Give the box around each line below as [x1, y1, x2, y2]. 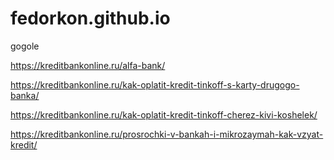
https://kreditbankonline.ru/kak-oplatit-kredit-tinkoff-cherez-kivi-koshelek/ [10, 108, 318, 121]
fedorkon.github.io [10, 7, 171, 30]
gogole [10, 40, 40, 52]
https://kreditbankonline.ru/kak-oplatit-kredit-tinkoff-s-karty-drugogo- [10, 78, 300, 91]
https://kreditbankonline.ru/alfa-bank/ [10, 59, 166, 71]
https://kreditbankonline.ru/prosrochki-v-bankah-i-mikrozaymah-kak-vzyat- [10, 128, 324, 140]
